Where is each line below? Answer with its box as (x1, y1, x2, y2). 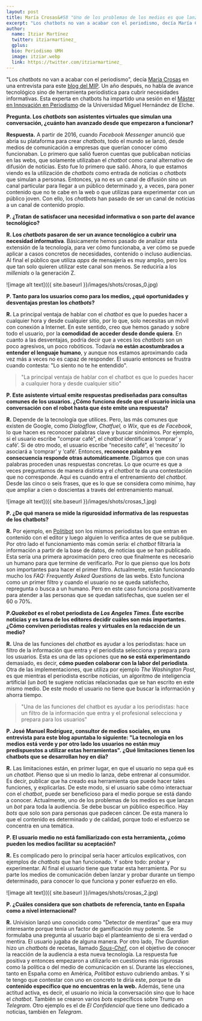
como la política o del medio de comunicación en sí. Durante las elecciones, (6, 963, 194, 970)
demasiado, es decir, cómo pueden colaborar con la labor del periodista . (6, 659, 189, 666)
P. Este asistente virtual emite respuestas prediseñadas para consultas (6, 391, 188, 399)
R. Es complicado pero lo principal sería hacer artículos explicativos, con (6, 851, 186, 859)
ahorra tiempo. (6, 691, 43, 698)
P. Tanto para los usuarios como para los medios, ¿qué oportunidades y (6, 292, 189, 299)
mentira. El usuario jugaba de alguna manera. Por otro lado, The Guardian (6, 937, 189, 945)
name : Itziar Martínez (11, 31, 69, 37)
